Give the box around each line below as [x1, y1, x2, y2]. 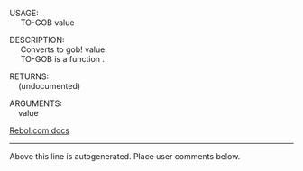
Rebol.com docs [9, 125, 70, 136]
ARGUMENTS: [9, 98, 63, 109]
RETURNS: [9, 71, 50, 82]
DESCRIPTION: [9, 35, 65, 45]
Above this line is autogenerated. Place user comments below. [9, 151, 241, 161]
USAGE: [9, 8, 39, 18]
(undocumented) [17, 81, 81, 91]
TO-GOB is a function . [20, 54, 106, 64]
